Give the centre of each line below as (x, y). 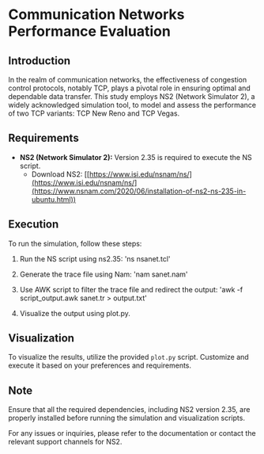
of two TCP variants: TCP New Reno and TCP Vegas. (94, 113)
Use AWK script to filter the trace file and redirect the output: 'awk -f (131, 289)
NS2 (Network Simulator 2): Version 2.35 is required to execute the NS (136, 157)
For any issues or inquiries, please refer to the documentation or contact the (132, 433)
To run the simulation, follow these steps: (75, 243)
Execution (34, 225)
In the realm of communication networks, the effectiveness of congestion (128, 80)
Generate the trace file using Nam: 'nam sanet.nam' (104, 274)
